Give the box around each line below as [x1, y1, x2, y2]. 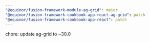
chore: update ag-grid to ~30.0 [5, 31, 71, 37]
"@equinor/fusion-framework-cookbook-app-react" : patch [5, 17, 127, 22]
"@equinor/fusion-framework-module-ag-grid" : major [5, 7, 118, 13]
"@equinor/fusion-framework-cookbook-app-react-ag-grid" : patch [5, 12, 145, 17]
